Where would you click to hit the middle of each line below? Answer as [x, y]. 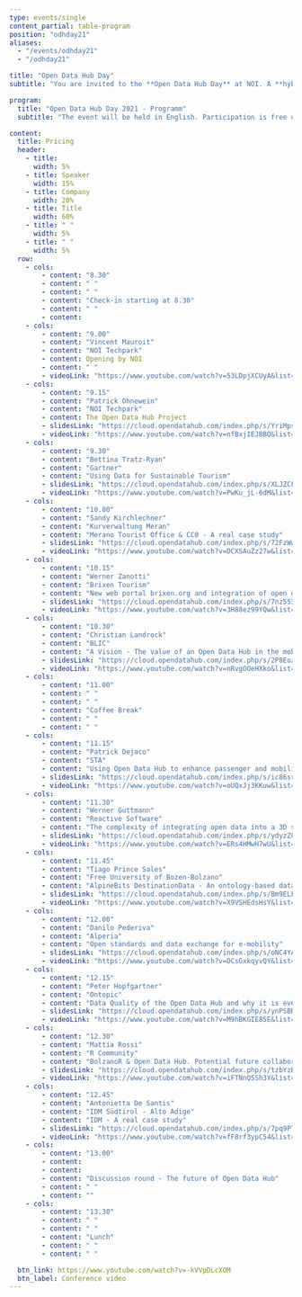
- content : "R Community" [90, 1053]
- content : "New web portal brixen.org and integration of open [164, 593]
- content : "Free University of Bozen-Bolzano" [132, 878]
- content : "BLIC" [76, 643]
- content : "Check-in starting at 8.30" [118, 300]
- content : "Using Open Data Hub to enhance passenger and [155, 769]
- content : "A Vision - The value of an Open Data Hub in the [160, 652]
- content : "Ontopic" [82, 995]
